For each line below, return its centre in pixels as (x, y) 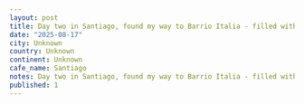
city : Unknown (36, 43)
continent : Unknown (46, 60)
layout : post (34, 18)
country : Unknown (42, 52)
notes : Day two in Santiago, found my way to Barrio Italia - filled (143, 77)
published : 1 (34, 85)
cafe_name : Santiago (48, 69)
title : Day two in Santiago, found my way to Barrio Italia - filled (143, 26)
